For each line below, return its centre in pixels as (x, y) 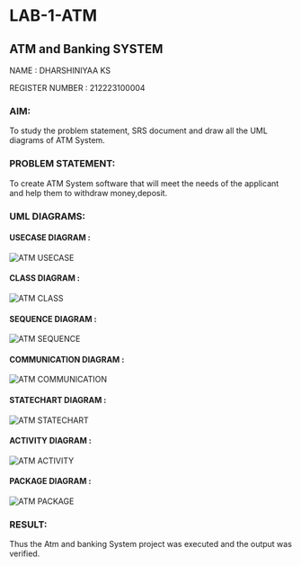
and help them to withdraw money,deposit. (89, 193)
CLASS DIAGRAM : (45, 278)
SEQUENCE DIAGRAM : (53, 319)
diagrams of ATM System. (57, 140)
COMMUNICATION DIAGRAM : (67, 359)
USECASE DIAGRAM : (50, 238)
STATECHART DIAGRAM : (58, 400)
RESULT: (28, 525)
